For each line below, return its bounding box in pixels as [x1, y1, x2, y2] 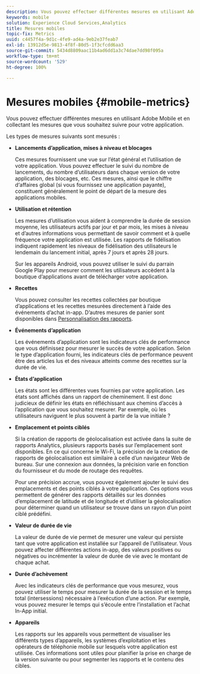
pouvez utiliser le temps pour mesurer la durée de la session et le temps [14, 589, 192, 596]
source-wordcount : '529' [6, 59, 68, 64]
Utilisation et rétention [14, 205, 71, 213]
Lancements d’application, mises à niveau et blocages [14, 144, 152, 152]
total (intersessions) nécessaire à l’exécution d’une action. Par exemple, [14, 595, 190, 602]
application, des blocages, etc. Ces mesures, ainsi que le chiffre [14, 175, 173, 182]
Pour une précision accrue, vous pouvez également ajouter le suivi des [14, 479, 189, 486]
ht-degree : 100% [6, 64, 46, 70]
